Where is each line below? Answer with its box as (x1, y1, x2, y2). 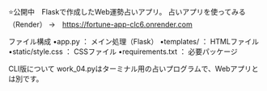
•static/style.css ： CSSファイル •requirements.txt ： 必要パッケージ (8, 47, 239, 56)
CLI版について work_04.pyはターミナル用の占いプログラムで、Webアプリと (8, 64, 259, 73)
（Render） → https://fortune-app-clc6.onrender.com (8, 19, 193, 29)
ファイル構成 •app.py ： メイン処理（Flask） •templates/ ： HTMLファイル (8, 37, 259, 46)
